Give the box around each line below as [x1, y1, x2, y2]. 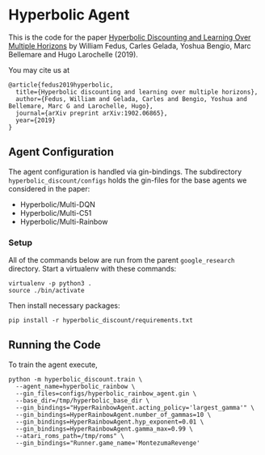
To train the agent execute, [8, 360, 99, 369]
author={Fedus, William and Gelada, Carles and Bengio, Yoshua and [15, 95, 248, 103]
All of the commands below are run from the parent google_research [8, 255, 235, 265]
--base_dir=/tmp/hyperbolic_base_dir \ [15, 396, 150, 405]
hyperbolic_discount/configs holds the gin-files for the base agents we [8, 175, 247, 185]
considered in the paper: [8, 183, 90, 193]
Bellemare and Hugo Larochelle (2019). [8, 49, 139, 59]
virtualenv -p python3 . [8, 280, 92, 288]
